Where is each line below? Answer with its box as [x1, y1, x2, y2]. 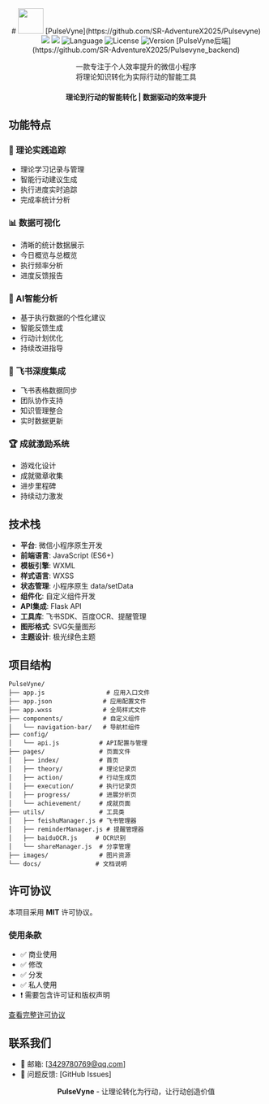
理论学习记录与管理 [19, 164, 85, 174]
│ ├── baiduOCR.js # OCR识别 [8, 834, 126, 842]
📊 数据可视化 [8, 217, 61, 228]
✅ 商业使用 [19, 950, 58, 959]
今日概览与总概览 [19, 250, 78, 259]
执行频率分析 [19, 260, 63, 270]
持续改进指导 [19, 343, 63, 353]
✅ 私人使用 [19, 980, 58, 990]
